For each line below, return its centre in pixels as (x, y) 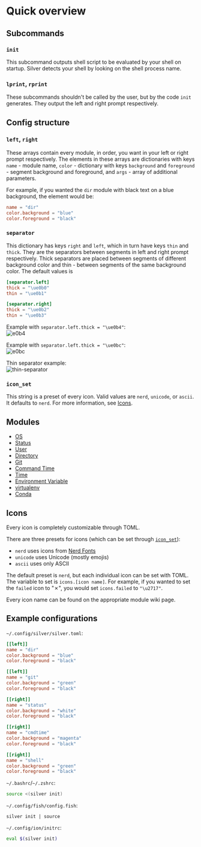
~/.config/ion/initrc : (34, 828)
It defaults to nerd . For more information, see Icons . (70, 403)
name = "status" (26, 705)
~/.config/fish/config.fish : (42, 805)
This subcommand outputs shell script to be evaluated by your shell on (94, 62)
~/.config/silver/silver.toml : (45, 633)
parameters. (21, 178)
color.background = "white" (41, 711)
